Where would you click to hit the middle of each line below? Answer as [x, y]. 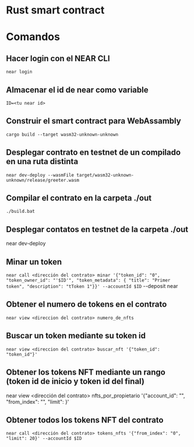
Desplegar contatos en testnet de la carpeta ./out [97, 229]
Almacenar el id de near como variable [77, 90]
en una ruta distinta [42, 162]
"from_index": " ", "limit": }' [38, 401]
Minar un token [34, 261]
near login [19, 72]
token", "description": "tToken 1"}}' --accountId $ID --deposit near [92, 286]
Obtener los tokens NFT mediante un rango [86, 372]
